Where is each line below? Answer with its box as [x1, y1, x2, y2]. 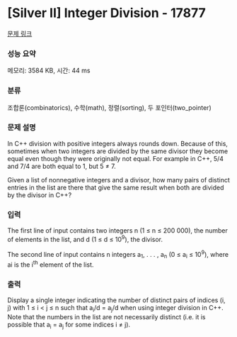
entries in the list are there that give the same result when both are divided [7, 183, 224, 192]
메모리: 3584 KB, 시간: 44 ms [7, 66, 91, 75]
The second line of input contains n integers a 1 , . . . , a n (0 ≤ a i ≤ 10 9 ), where [7, 248, 229, 260]
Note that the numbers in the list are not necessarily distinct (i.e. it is [7, 312, 207, 321]
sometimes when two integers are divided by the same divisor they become [7, 147, 229, 155]
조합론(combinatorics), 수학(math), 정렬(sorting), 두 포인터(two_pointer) [7, 103, 212, 111]
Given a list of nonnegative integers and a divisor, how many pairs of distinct [7, 175, 230, 184]
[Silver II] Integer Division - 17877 [7, 5, 207, 21]
